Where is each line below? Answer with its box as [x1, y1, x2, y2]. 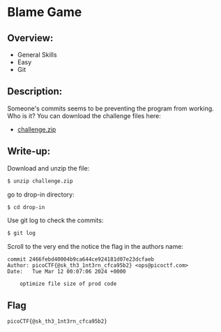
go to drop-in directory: [7, 190, 75, 199]
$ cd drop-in [7, 203, 45, 210]
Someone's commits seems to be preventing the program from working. [7, 104, 214, 113]
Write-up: [7, 145, 51, 157]
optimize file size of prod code [20, 280, 117, 287]
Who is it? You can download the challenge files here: [7, 111, 162, 120]
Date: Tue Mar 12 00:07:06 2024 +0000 [7, 268, 127, 275]
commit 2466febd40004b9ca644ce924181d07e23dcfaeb [7, 256, 155, 263]
